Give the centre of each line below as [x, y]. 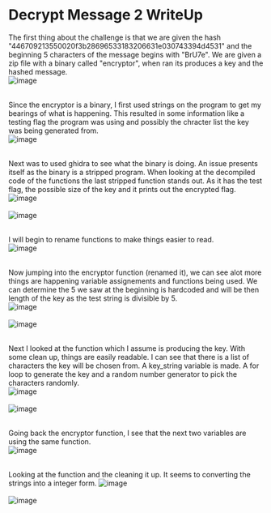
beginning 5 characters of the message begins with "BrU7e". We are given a [135, 54]
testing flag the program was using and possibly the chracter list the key [129, 122]
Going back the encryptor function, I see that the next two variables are [127, 433]
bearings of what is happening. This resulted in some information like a [127, 113]
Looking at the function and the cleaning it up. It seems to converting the [129, 474]
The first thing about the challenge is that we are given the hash [114, 37]
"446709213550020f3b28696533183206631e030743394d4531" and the [130, 45]
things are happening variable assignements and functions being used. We [133, 280]
